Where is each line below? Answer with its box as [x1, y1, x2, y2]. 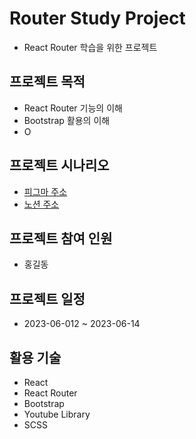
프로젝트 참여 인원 [9, 230, 113, 247]
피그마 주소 [23, 185, 68, 197]
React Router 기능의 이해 [23, 102, 123, 114]
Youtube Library [23, 408, 91, 420]
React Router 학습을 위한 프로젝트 [23, 41, 158, 53]
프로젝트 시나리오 [9, 157, 110, 174]
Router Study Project [9, 7, 186, 30]
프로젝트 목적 [9, 73, 86, 91]
